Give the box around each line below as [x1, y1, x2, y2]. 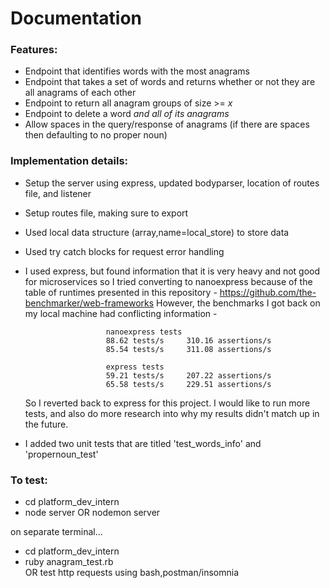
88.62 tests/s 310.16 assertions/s [105, 335, 272, 346]
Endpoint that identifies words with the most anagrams [24, 65, 250, 77]
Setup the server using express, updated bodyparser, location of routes [24, 177, 320, 189]
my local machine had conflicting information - [24, 307, 218, 319]
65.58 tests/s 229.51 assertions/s [105, 379, 272, 389]
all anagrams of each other [24, 87, 137, 99]
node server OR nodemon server [24, 507, 161, 519]
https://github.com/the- [219, 286, 317, 298]
